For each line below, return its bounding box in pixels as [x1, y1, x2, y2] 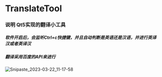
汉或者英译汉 [5, 40, 31, 47]
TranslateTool [5, 3, 63, 14]
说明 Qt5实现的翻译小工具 [5, 22, 66, 28]
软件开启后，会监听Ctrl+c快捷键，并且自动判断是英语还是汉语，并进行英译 [5, 34, 157, 40]
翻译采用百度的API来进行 [5, 54, 56, 60]
